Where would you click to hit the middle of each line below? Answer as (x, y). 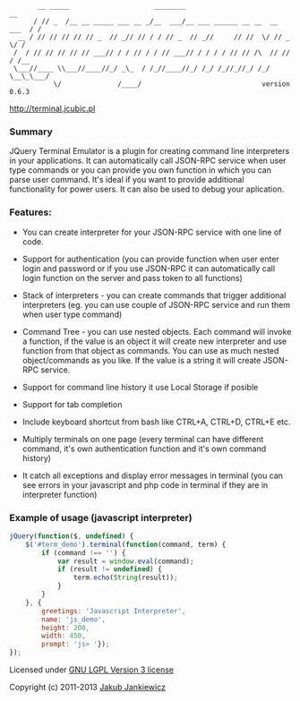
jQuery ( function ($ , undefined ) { (72, 536)
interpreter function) (60, 494)
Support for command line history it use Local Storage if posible (140, 387)
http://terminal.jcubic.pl (52, 108)
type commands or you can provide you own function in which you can (140, 170)
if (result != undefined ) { (110, 569)
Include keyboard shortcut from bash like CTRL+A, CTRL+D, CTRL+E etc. (156, 422)
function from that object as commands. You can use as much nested (150, 350)
